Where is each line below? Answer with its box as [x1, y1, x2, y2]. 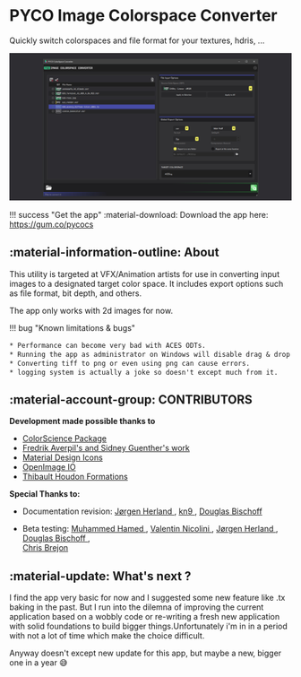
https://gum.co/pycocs [9, 219, 94, 230]
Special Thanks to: [9, 489, 81, 499]
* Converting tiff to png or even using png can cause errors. [9, 359, 251, 368]
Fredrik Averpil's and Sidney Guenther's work [21, 443, 190, 454]
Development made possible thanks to [9, 416, 156, 427]
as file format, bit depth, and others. [9, 288, 142, 299]
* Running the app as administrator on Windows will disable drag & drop [9, 350, 291, 359]
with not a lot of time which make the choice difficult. [9, 630, 205, 641]
